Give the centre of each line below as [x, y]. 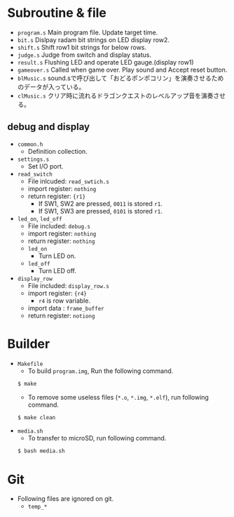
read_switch [35, 174]
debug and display [48, 127]
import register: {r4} [57, 293]
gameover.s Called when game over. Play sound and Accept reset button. [122, 70]
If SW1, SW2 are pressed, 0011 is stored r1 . [100, 203]
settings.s [33, 159]
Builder [29, 344]
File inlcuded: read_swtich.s [69, 181]
